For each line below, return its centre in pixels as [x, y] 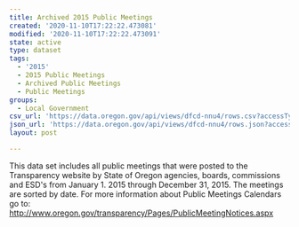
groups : [24, 100]
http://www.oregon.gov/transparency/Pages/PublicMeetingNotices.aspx [141, 213]
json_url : [28, 125]
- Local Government [53, 108]
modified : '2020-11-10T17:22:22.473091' [85, 34]
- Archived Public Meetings [69, 83]
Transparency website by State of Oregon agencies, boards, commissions [145, 175]
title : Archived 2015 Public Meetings [81, 17]
